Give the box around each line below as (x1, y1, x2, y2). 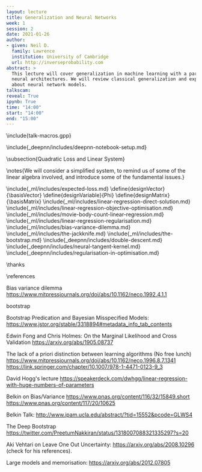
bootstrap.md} (6, 237, 42, 244)
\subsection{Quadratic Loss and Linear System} (6, 155, 125, 163)
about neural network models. (11, 82, 87, 88)
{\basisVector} (6, 191, 42, 199)
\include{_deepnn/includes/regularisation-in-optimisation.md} (6, 249, 159, 257)
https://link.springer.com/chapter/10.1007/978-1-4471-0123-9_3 (6, 363, 164, 371)
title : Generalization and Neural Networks (6, 14, 117, 21)
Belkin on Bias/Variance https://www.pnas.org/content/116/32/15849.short (6, 393, 191, 400)
